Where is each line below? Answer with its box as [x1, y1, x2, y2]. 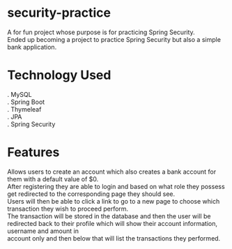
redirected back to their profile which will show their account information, [7, 219, 218, 227]
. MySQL [7, 90, 33, 98]
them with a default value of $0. [7, 174, 99, 183]
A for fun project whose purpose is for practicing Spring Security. [7, 28, 195, 36]
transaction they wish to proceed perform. [7, 204, 129, 213]
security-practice [7, 5, 111, 21]
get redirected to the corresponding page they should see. [7, 190, 176, 198]
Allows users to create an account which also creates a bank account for [7, 167, 217, 176]
